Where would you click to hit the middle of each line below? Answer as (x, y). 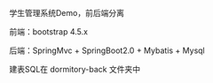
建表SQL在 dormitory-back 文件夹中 (75, 69)
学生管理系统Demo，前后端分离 (67, 13)
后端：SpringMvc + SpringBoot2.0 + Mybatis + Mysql (107, 50)
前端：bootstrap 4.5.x (49, 32)
